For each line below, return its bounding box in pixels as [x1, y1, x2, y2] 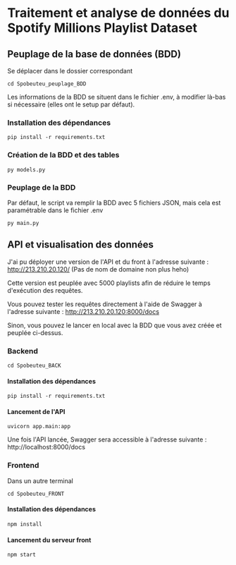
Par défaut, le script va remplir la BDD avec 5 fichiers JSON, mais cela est [7, 198, 221, 207]
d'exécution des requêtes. [7, 286, 83, 294]
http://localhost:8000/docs [7, 443, 86, 451]
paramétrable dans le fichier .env [7, 206, 104, 214]
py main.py [7, 219, 39, 226]
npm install [7, 521, 42, 528]
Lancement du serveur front [7, 535, 92, 544]
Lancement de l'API [7, 407, 66, 415]
